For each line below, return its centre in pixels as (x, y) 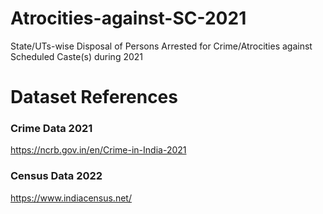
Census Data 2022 (56, 176)
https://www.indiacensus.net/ (71, 198)
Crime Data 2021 (51, 129)
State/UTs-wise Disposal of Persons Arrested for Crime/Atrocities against (161, 46)
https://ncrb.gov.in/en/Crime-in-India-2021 (98, 150)
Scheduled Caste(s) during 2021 (77, 56)
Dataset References (94, 97)
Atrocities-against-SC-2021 (128, 18)
